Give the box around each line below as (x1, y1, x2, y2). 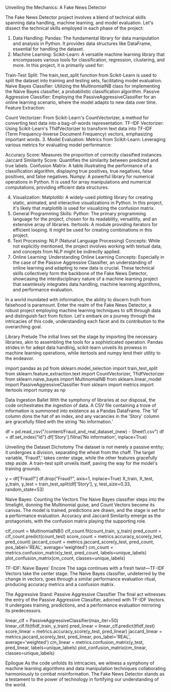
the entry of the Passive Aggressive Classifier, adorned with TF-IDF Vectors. (5, 597, 165, 602)
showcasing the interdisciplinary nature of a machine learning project (12, 276, 158, 282)
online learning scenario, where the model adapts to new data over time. (5, 99, 157, 105)
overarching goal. (5, 324, 42, 329)
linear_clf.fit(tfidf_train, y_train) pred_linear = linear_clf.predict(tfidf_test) (5, 623, 155, 629)
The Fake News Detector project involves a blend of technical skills (5, 14, 146, 20)
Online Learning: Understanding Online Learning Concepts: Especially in (12, 254, 164, 260)
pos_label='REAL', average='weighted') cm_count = (5, 544, 113, 550)
